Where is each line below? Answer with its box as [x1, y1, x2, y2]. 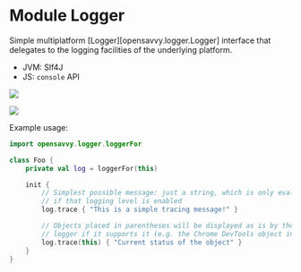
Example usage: [9, 122, 69, 132]
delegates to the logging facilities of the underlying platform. [9, 44, 233, 55]
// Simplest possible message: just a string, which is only [41, 189, 275, 198]
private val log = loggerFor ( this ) [25, 164, 159, 173]
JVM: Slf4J [21, 62, 64, 72]
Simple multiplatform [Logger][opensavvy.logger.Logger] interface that [9, 35, 271, 46]
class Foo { [9, 156, 54, 165]
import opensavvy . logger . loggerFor [9, 140, 142, 149]
